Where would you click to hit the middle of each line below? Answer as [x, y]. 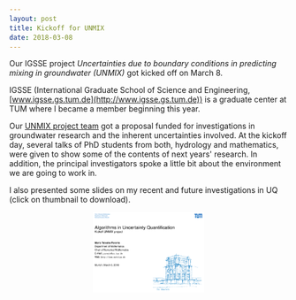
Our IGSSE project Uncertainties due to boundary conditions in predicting [143, 64]
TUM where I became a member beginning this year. [105, 109]
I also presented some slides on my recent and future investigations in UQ [144, 190]
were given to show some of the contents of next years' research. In [133, 154]
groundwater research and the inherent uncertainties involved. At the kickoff [148, 135]
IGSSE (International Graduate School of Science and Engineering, [129, 90]
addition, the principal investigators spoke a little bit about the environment [145, 164]
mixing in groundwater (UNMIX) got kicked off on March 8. [116, 73]
